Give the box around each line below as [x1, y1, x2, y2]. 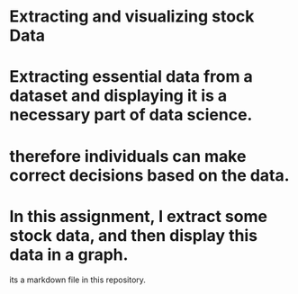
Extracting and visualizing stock [9, 6, 255, 27]
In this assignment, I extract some [9, 206, 268, 227]
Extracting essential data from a [9, 67, 254, 87]
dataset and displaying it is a [9, 85, 228, 106]
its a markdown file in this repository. [9, 274, 147, 285]
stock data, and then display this [9, 225, 258, 245]
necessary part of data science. [9, 105, 253, 125]
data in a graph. [9, 245, 129, 264]
